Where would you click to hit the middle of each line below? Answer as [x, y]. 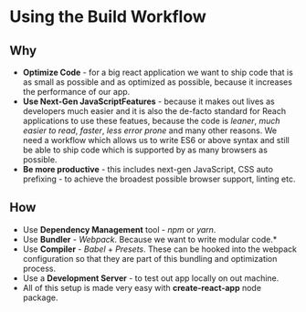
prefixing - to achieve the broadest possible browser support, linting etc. [159, 179]
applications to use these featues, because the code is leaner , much [151, 121]
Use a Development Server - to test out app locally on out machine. [151, 278]
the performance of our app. [76, 92]
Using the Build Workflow [108, 17]
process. [39, 268]
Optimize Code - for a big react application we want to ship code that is [158, 72]
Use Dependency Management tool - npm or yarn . [119, 229]
